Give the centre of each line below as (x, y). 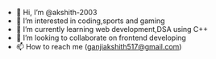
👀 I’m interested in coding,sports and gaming (90, 21)
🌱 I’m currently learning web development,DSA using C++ (112, 29)
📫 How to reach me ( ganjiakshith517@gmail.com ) (99, 47)
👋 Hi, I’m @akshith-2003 (56, 12)
